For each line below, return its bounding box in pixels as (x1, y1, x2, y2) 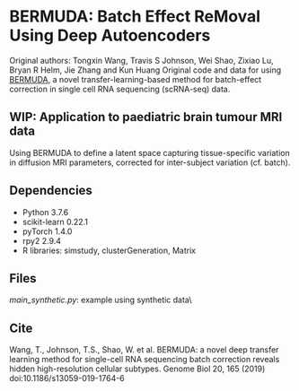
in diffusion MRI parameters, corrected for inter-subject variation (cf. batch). (9, 157, 291, 168)
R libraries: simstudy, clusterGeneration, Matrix (22, 245, 196, 256)
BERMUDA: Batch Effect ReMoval (9, 6, 261, 27)
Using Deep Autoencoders (9, 25, 211, 46)
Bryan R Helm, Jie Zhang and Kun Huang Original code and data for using (9, 65, 282, 75)
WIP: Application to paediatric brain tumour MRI (9, 109, 283, 125)
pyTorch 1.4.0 (22, 226, 73, 237)
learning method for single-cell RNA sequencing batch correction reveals (9, 354, 280, 365)
